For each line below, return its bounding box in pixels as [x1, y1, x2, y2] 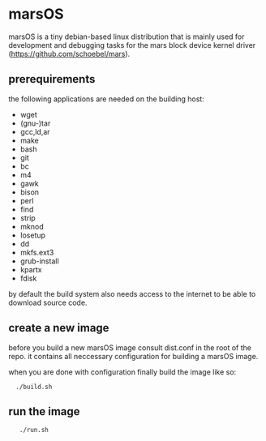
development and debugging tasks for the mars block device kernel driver [8, 40, 256, 49]
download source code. [8, 298, 88, 307]
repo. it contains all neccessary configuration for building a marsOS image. [8, 351, 259, 361]
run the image [8, 405, 80, 418]
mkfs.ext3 [19, 247, 54, 257]
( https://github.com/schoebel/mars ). [8, 49, 131, 58]
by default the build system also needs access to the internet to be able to [8, 289, 256, 298]
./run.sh [19, 426, 49, 435]
